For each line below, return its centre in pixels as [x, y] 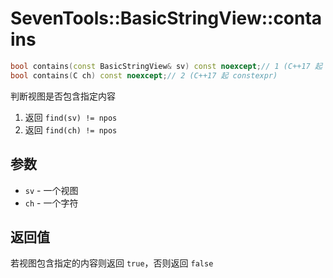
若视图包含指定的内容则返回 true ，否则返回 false [112, 263]
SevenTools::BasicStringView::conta [166, 18]
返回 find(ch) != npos [71, 129]
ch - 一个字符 [51, 203]
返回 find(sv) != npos [71, 117]
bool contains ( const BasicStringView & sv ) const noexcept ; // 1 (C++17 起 [166, 66]
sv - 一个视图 [51, 190]
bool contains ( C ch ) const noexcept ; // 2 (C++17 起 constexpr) [144, 75]
